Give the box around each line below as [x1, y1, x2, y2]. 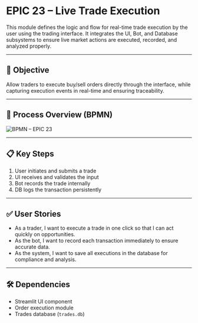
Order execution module [14, 304, 74, 311]
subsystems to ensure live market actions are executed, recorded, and [6, 36, 177, 43]
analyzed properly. [6, 43, 52, 50]
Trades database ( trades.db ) [14, 311, 85, 317]
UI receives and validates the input [14, 174, 99, 181]
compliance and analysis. [14, 256, 77, 263]
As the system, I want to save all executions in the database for [14, 250, 168, 257]
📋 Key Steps [6, 149, 54, 159]
